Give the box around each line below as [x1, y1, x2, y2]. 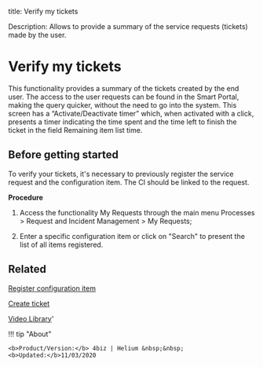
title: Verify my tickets [8, 7, 79, 16]
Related [8, 262, 47, 276]
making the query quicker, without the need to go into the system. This [8, 100, 237, 109]
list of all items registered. [19, 240, 104, 249]
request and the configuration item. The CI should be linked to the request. [8, 177, 250, 187]
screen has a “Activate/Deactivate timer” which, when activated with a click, [8, 108, 254, 118]
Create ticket [8, 299, 50, 308]
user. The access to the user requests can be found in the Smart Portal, [8, 92, 239, 101]
